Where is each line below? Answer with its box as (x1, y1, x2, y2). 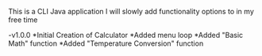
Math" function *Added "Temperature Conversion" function (8, 39, 204, 48)
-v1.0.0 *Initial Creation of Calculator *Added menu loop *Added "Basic (8, 31, 244, 39)
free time (8, 15, 38, 24)
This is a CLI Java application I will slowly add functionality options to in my (8, 7, 254, 16)
